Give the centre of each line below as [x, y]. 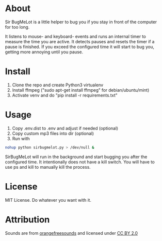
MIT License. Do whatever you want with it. [48, 200]
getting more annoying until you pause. [44, 52]
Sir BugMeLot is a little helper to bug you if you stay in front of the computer [81, 22]
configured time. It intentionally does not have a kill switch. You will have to [80, 162]
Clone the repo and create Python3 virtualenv [57, 85]
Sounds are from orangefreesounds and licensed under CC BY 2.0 [72, 233]
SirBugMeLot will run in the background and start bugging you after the [76, 157]
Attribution [27, 219]
